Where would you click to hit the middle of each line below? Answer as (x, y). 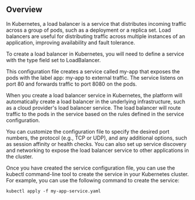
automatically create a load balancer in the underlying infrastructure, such (96, 101)
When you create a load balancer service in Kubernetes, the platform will (94, 95)
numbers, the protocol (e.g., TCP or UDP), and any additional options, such (97, 138)
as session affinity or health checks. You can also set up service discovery (96, 144)
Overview (24, 10)
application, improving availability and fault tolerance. (71, 42)
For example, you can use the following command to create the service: (93, 180)
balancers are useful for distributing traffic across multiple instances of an (96, 36)
